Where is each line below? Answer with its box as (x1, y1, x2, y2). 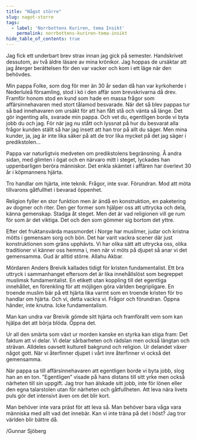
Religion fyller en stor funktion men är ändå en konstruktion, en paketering (6, 198, 186, 205)
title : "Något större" (6, 8, 62, 15)
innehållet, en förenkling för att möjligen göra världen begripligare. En (6, 283, 175, 290)
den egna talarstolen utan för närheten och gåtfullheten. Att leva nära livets (6, 386, 188, 393)
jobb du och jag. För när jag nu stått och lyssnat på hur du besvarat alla (6, 120, 179, 126)
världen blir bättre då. (6, 416, 59, 423)
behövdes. (6, 71, 32, 78)
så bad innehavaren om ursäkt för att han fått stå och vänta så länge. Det (6, 107, 183, 114)
